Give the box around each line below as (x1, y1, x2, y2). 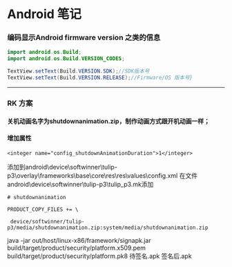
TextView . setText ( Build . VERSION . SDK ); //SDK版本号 (7, 68, 150, 75)
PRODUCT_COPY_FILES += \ (7, 205, 79, 213)
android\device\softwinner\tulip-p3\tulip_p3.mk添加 (7, 180, 154, 188)
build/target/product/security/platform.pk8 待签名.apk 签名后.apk (7, 252, 192, 260)
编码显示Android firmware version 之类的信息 (7, 33, 161, 42)
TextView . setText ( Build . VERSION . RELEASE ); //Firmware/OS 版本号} (7, 74, 193, 82)
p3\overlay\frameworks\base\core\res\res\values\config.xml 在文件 (7, 171, 198, 180)
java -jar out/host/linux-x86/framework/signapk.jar (7, 236, 151, 244)
